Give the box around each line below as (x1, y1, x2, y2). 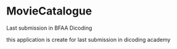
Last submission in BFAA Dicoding (6, 24, 93, 31)
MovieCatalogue (6, 4, 92, 18)
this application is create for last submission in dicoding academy (6, 36, 171, 43)
